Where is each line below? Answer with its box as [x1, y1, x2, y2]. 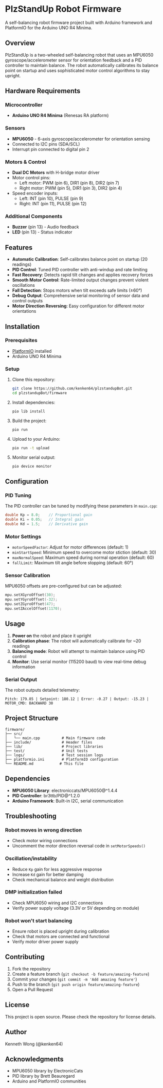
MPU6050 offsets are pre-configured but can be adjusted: [5, 583, 122, 589]
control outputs [12, 298, 43, 304]
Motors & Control [5, 158, 46, 165]
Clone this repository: [12, 377, 55, 383]
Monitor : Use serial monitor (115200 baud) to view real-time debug [12, 659, 146, 664]
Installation [5, 322, 40, 331]
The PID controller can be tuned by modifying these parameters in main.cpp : [5, 503, 158, 509]
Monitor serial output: [12, 454, 55, 460]
